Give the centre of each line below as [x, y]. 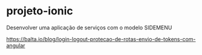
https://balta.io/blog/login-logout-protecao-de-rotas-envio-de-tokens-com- [101, 39]
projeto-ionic [40, 11]
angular [16, 45]
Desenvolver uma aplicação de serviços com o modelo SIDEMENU [89, 27]
